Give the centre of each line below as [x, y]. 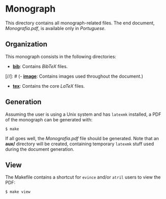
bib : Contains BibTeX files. [40, 66]
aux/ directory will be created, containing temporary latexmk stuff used [79, 144]
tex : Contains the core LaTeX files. [49, 86]
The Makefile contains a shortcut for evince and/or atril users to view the [83, 177]
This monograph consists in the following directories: [61, 56]
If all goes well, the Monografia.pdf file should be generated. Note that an [82, 138]
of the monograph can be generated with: [49, 119]
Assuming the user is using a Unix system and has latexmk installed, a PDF [83, 114]
